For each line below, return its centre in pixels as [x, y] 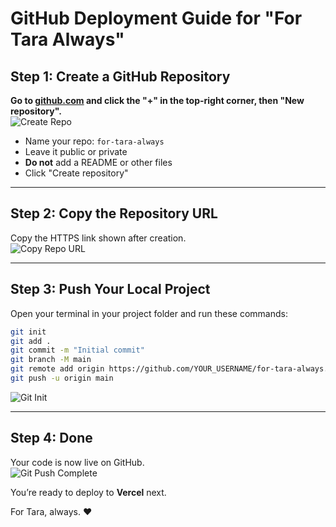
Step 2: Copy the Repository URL [114, 213]
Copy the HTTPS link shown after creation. [98, 238]
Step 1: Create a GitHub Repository [120, 76]
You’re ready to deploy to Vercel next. [88, 492]
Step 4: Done [51, 438]
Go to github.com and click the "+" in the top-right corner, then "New [157, 100]
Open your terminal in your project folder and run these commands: [149, 313]
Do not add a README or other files [98, 162]
